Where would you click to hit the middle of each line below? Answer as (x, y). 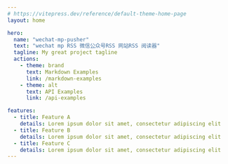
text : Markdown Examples (62, 72)
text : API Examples (54, 92)
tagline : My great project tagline (66, 53)
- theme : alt (39, 85)
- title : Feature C (42, 143)
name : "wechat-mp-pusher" (52, 39)
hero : (15, 33)
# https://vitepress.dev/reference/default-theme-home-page (97, 14)
